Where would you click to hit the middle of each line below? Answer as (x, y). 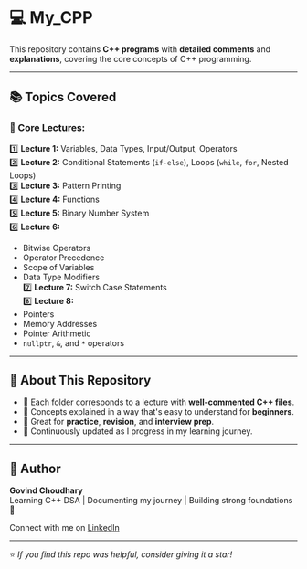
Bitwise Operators (57, 248)
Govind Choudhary (47, 490)
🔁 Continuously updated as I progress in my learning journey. (138, 431)
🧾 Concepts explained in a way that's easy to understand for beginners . (159, 412)
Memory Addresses (60, 323)
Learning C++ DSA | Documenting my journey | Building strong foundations (151, 501)
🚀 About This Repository (80, 380)
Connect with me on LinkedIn (65, 528)
